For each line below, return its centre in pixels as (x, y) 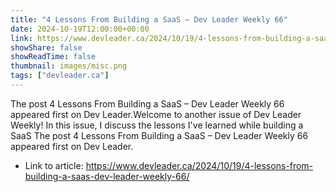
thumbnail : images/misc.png (69, 66)
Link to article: (54, 165)
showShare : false (46, 47)
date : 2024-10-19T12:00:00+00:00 (80, 29)
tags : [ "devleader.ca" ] (60, 76)
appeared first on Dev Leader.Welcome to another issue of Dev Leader (156, 114)
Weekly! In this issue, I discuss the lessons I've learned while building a (157, 125)
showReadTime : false (53, 57)
